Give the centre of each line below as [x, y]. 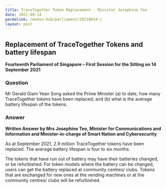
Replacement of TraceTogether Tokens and [74, 44]
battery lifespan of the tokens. [36, 104]
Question [17, 83]
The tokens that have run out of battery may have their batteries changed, [82, 159]
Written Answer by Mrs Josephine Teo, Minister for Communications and [83, 129]
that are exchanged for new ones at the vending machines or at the [75, 175]
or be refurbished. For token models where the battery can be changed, [80, 164]
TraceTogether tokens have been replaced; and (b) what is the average [79, 99]
